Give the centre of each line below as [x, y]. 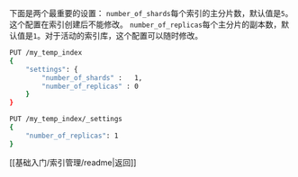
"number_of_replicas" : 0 [90, 86]
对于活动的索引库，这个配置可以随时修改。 [124, 35]
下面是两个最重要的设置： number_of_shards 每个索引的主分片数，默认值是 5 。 [151, 13]
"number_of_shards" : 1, [92, 78]
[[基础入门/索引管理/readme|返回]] [73, 162]
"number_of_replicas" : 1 [72, 136]
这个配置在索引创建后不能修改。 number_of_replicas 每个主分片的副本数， [145, 24]
